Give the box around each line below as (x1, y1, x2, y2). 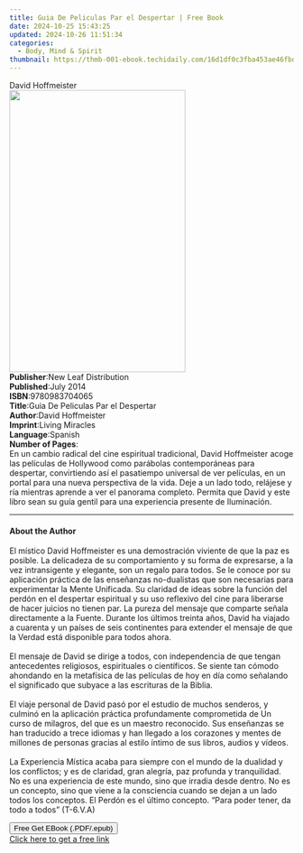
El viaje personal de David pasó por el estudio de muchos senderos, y (9, 699, 269, 709)
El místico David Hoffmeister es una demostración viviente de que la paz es (9, 545, 290, 556)
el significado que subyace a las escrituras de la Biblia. (9, 680, 214, 691)
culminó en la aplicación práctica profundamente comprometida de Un (9, 709, 272, 719)
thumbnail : (9, 55, 50, 64)
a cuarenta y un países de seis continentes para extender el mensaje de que (9, 622, 293, 633)
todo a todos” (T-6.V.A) (9, 804, 96, 815)
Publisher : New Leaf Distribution (9, 372, 129, 382)
